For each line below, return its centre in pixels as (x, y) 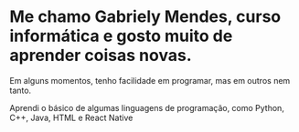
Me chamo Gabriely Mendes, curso (145, 17)
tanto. (21, 90)
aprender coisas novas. (101, 56)
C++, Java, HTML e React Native (71, 117)
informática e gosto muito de (121, 36)
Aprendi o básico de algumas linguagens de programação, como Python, (147, 107)
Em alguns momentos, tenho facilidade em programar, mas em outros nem (150, 80)
